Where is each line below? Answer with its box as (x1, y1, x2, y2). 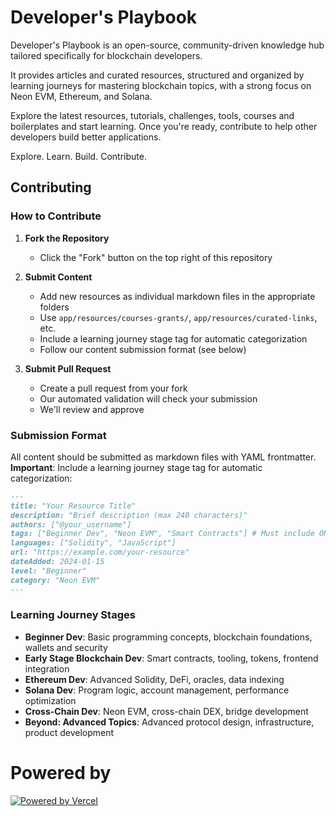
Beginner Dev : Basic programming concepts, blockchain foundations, (24, 631, 313, 643)
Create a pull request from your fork (39, 382, 188, 394)
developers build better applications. (10, 131, 162, 143)
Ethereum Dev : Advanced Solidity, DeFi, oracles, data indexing (24, 673, 285, 685)
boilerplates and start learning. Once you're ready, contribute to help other (10, 120, 318, 132)
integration (24, 662, 70, 675)
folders (39, 301, 70, 313)
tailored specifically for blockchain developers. (10, 49, 203, 61)
